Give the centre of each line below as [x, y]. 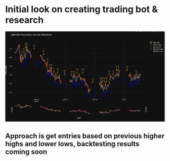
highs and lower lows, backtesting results [72, 144]
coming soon [26, 152]
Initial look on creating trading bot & [82, 9]
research [25, 20]
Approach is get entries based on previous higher [85, 136]
